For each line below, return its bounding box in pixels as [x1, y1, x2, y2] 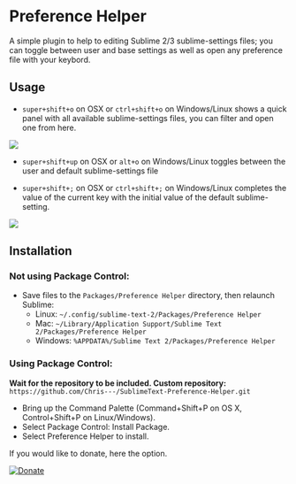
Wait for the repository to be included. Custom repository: [9, 378, 227, 388]
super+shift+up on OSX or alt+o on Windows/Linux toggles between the [21, 156, 286, 166]
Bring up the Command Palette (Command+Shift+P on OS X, [21, 403, 243, 413]
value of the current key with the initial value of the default [21, 192, 235, 203]
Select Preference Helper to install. [21, 431, 149, 442]
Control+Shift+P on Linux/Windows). [21, 411, 156, 422]
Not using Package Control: [9, 270, 130, 282]
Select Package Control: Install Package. [21, 421, 171, 432]
